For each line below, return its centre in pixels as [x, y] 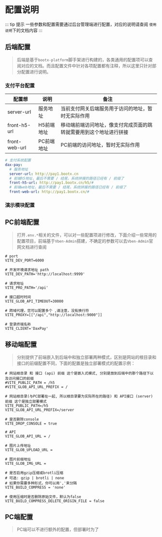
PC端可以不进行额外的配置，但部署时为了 [58, 529]
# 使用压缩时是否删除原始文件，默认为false [43, 497]
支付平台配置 [20, 85]
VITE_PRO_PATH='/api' [27, 288]
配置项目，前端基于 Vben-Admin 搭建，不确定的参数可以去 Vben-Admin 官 [85, 241]
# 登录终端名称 [18, 324]
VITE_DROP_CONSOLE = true [31, 423]
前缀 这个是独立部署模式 [26, 401]
